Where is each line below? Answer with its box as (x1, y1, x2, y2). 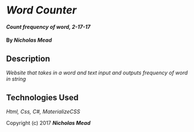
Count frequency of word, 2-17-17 (6, 23, 91, 30)
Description (6, 53, 50, 63)
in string (6, 76, 27, 83)
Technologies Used (6, 92, 78, 103)
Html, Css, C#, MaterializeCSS (6, 108, 81, 115)
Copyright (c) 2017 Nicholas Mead (6, 120, 91, 126)
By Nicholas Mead (6, 36, 52, 44)
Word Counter (6, 4, 77, 17)
